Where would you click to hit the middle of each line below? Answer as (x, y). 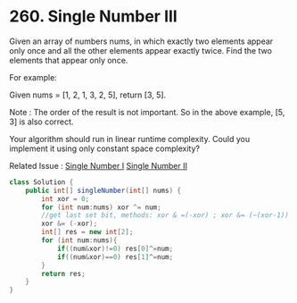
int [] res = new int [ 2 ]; (87, 232)
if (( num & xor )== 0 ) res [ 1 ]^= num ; (115, 257)
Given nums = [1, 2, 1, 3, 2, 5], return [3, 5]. (88, 95)
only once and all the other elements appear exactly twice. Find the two (140, 50)
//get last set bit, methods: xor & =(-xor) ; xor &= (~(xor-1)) (165, 215)
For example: (33, 77)
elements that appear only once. (69, 60)
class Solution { (41, 182)
